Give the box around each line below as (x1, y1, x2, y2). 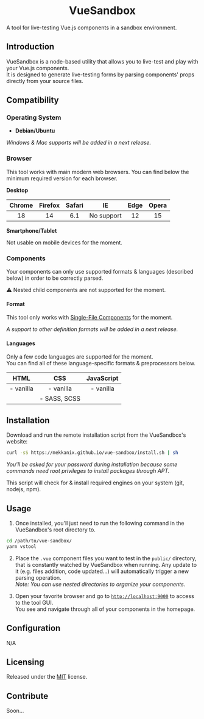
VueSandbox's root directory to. (15, 526, 96, 533)
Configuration (6, 623, 61, 633)
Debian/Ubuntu (15, 127, 55, 134)
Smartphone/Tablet (6, 227, 57, 234)
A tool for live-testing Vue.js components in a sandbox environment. (6, 24, 177, 31)
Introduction (6, 42, 55, 52)
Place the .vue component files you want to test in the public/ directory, (15, 554, 197, 562)
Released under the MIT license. (6, 673, 88, 681)
